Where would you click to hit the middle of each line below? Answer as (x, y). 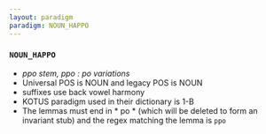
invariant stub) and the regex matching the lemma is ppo (124, 120)
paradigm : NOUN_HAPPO (49, 26)
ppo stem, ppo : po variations (76, 73)
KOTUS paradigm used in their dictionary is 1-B (108, 101)
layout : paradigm (41, 17)
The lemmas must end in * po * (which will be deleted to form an (140, 110)
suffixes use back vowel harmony (83, 92)
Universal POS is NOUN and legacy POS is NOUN (112, 82)
